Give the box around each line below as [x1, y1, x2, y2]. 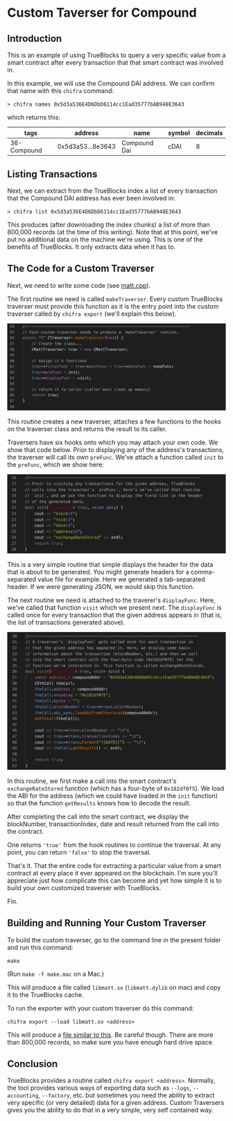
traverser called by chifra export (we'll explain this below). [7, 309, 177, 318]
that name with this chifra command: [7, 87, 114, 95]
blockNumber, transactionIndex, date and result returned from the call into [7, 819, 220, 828]
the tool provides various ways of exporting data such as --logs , [7, 1083, 192, 1092]
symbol [167, 129, 191, 137]
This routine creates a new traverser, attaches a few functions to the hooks [7, 417, 222, 426]
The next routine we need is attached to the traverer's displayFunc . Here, [7, 596, 216, 604]
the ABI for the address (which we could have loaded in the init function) [7, 791, 218, 800]
